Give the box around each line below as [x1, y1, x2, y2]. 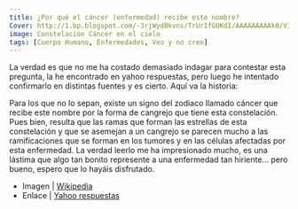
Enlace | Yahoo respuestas [21, 190, 120, 201]
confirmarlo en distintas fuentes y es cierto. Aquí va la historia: [9, 81, 239, 91]
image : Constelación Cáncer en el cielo [9, 29, 161, 38]
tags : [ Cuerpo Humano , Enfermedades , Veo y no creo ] [9, 37, 208, 47]
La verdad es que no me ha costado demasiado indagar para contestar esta [9, 62, 286, 73]
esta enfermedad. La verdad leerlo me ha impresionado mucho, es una [9, 145, 268, 156]
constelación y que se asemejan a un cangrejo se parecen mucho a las [9, 126, 269, 137]
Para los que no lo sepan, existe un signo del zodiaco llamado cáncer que [9, 98, 278, 109]
